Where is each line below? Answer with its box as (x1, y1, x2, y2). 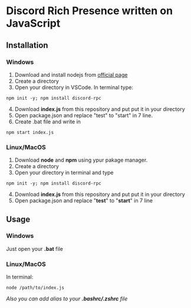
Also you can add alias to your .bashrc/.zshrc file (6, 295, 128, 302)
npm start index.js (6, 129, 54, 135)
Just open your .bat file (6, 245, 63, 252)
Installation (6, 40, 48, 50)
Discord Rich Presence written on (6, 4, 173, 18)
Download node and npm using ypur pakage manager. (14, 156, 148, 163)
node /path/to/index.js (6, 285, 65, 291)
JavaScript (6, 17, 61, 30)
